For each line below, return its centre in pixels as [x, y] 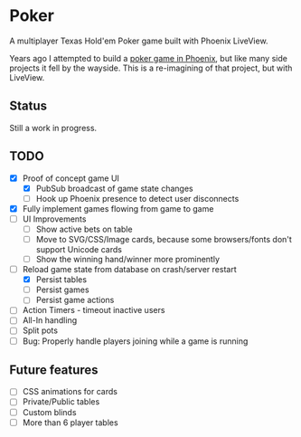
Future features [54, 370]
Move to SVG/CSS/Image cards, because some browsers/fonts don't [164, 239]
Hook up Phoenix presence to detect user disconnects [137, 198]
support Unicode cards [79, 249]
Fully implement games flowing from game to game [118, 208]
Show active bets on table [84, 229]
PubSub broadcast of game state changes [114, 188]
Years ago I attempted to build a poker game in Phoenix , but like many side [148, 58]
